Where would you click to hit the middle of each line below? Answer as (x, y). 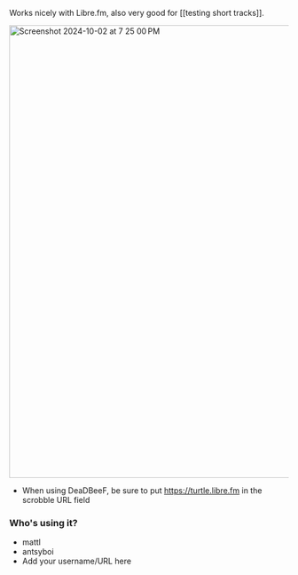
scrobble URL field (56, 500)
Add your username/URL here (76, 561)
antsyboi (38, 552)
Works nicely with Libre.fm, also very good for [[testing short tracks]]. (137, 13)
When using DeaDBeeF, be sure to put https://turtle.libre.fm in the (142, 491)
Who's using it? (43, 523)
